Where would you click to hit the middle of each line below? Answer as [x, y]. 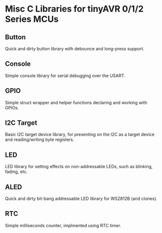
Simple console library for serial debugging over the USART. [65, 76]
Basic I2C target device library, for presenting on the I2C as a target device [80, 135]
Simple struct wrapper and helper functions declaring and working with [76, 102]
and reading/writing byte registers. [40, 140]
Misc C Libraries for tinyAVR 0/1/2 [74, 9]
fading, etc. [16, 172]
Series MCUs [32, 19]
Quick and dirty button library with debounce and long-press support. [75, 49]
